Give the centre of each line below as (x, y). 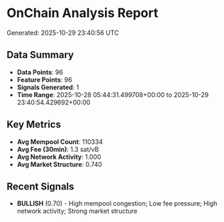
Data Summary (40, 55)
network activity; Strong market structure (77, 211)
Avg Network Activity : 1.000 (59, 157)
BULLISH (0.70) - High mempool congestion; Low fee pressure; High (117, 204)
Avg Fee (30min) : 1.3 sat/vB (58, 149)
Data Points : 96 (40, 72)
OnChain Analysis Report (83, 13)
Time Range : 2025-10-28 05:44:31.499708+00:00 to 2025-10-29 (113, 94)
